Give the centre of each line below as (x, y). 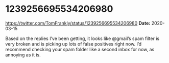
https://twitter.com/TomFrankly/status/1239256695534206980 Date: (78, 23)
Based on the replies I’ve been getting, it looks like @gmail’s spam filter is (82, 38)
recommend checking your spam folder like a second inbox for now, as (80, 49)
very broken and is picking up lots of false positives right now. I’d (74, 44)
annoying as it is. (23, 55)
